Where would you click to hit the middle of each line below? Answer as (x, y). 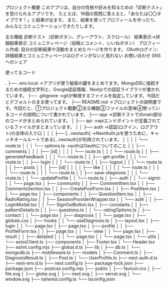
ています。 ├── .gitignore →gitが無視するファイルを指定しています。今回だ (82, 96)
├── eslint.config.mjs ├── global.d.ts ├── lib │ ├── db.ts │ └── (72, 247)
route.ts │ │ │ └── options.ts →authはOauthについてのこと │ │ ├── (75, 146)
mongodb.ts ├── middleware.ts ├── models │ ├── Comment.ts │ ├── (79, 252)
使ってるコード (20, 72)
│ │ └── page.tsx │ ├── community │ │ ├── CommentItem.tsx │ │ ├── (80, 183)
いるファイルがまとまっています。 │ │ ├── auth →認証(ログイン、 (73, 127)
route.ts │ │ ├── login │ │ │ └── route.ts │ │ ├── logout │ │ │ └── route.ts (84, 162)
